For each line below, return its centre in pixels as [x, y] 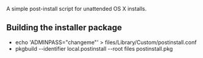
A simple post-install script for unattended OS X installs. [77, 9]
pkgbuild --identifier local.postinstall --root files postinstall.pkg [94, 48]
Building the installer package [64, 27]
